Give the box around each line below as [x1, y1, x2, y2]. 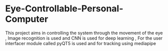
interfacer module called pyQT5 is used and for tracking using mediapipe [5, 40, 156, 46]
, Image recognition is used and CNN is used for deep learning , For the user [5, 35, 163, 41]
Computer [5, 13, 49, 25]
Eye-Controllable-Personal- [5, 3, 124, 14]
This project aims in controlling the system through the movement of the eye [5, 30, 163, 36]
